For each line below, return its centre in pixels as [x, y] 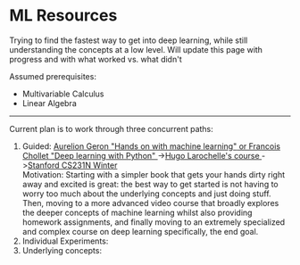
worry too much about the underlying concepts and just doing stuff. [146, 194]
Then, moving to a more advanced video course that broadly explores [150, 203]
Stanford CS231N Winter [73, 165]
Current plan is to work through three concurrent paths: [112, 128]
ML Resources [63, 16]
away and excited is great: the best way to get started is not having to [150, 184]
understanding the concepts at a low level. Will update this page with [136, 49]
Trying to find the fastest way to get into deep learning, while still [129, 40]
